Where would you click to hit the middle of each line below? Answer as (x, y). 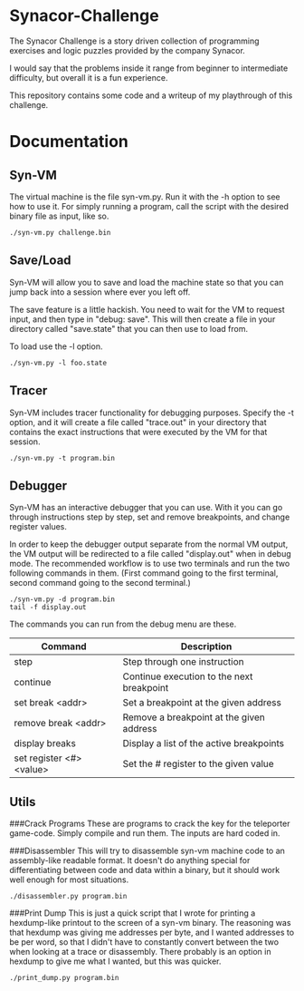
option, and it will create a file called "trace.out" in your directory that (138, 422)
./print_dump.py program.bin (64, 978)
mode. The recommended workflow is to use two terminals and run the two (150, 564)
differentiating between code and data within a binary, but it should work (145, 870)
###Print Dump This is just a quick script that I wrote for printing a (133, 913)
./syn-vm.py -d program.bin (62, 599)
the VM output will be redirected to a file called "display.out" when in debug (150, 554)
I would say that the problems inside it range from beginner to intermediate (149, 68)
